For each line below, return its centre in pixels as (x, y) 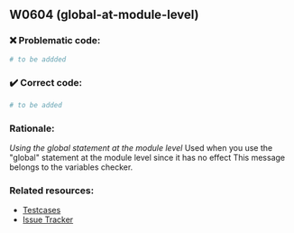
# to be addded (38, 59)
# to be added (36, 105)
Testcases (41, 210)
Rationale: (32, 128)
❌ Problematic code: (55, 41)
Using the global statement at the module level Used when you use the (141, 148)
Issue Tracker (48, 219)
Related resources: (52, 191)
